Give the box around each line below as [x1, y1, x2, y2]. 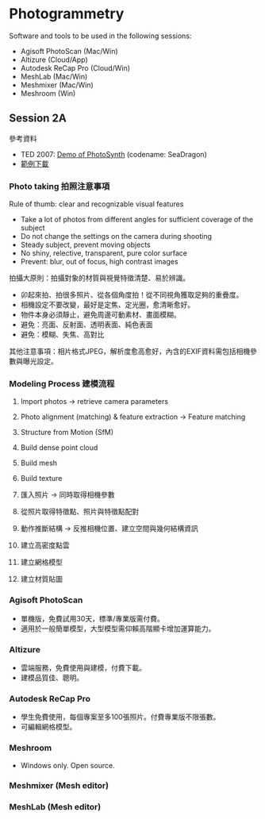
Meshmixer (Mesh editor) [9, 780, 109, 791]
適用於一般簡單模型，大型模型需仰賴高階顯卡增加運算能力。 [20, 624, 216, 633]
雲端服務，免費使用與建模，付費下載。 [20, 663, 146, 672]
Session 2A [9, 112, 67, 125]
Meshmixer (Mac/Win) [20, 80, 94, 90]
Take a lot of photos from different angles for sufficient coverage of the [20, 215, 253, 225]
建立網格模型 [20, 557, 63, 567]
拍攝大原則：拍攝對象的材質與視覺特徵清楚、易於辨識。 [9, 273, 190, 283]
